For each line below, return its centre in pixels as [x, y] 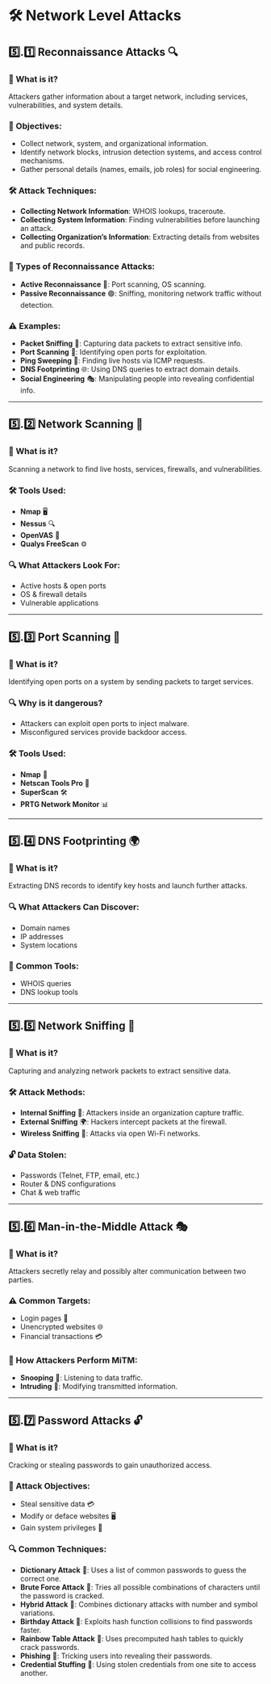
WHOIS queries [46, 983]
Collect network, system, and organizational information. [114, 144]
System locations [49, 945]
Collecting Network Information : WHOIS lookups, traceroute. [123, 212]
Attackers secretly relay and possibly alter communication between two [127, 1271]
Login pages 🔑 [44, 1318]
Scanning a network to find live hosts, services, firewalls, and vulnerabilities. [135, 468]
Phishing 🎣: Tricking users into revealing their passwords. [116, 1656]
